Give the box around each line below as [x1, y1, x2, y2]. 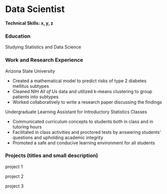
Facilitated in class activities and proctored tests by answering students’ [12, 129, 161, 135]
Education [5, 33, 31, 40]
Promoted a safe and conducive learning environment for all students [12, 139, 155, 146]
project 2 [5, 173, 24, 179]
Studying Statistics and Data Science [5, 44, 81, 50]
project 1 [5, 163, 23, 169]
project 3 [5, 183, 24, 189]
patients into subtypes [12, 94, 59, 100]
